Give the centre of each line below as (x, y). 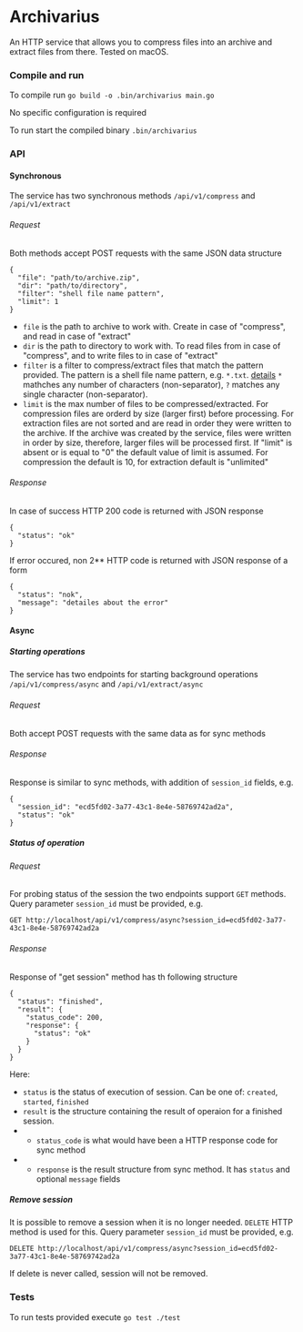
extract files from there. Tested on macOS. (89, 51)
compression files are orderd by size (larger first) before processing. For (158, 413)
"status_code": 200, (65, 1017)
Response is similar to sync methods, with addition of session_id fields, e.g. (151, 782)
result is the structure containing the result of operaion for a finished (152, 1111)
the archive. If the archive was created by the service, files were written (157, 432)
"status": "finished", (61, 1002)
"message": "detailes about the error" (93, 603)
